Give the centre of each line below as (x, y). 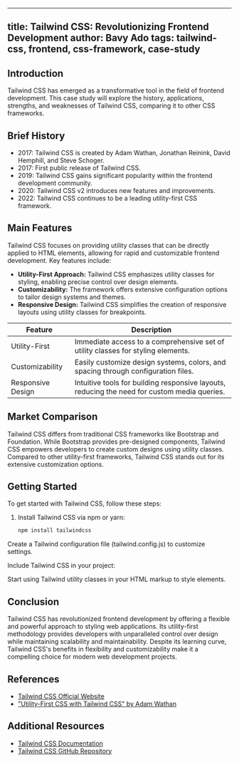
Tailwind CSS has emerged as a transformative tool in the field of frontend (116, 90)
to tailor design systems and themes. (72, 297)
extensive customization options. (56, 464)
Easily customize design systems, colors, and (150, 362)
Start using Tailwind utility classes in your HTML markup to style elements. (117, 579)
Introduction (36, 73)
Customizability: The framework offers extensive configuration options (122, 289)
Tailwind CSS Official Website (61, 696)
